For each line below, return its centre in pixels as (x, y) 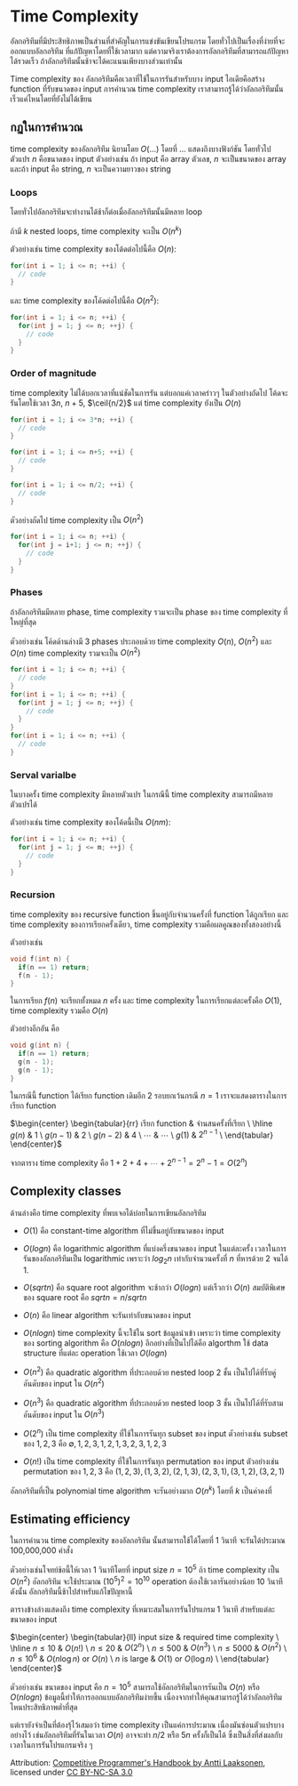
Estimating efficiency (71, 1519)
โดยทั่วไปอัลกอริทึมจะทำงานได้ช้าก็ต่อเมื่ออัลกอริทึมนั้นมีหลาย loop (106, 212)
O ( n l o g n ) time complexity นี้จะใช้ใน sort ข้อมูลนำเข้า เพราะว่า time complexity (152, 1332)
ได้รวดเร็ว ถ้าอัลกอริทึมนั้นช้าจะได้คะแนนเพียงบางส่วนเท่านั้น (96, 60)
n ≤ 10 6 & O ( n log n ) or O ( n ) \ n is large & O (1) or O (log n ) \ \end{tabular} (140, 1658)
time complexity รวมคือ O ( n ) (59, 1010)
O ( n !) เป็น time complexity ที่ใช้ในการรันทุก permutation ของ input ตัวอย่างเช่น (151, 1461)
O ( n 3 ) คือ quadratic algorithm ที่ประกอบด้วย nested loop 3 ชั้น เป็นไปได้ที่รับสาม (153, 1402)
